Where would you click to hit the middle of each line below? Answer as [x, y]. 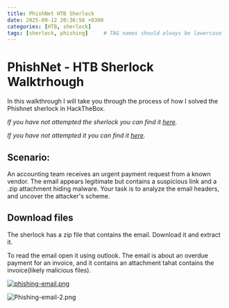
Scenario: [29, 157]
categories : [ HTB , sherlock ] [49, 26]
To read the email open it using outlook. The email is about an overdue [108, 255]
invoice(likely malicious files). [49, 270]
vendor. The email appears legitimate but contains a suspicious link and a [112, 181]
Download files [41, 218]
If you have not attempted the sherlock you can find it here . [92, 122]
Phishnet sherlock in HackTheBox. [56, 109]
